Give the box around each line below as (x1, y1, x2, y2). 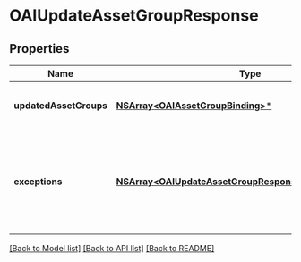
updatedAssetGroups (13, 99, 107, 112)
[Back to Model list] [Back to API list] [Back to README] (9, 243, 215, 253)
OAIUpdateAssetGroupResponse (9, 5, 259, 26)
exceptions (13, 175, 63, 188)
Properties (9, 41, 70, 56)
